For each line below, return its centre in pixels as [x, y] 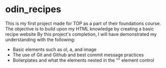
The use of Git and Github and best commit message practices [78, 55]
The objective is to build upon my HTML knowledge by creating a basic [80, 28]
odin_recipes [33, 9]
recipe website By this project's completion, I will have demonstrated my [81, 34]
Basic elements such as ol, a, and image [55, 49]
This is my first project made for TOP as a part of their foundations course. [83, 23]
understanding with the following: [40, 40]
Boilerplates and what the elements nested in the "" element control [83, 60]
